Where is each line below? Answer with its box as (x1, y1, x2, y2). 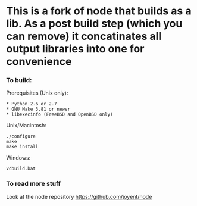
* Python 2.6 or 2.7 (6, 101, 58, 107)
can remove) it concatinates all (6, 30, 162, 43)
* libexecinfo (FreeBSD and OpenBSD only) (6, 111, 113, 117)
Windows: (6, 154, 31, 161)
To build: (6, 76, 32, 85)
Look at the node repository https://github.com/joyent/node (6, 193, 152, 200)
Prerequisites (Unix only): (6, 89, 68, 96)
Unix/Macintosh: (6, 122, 46, 129)
